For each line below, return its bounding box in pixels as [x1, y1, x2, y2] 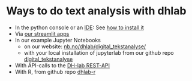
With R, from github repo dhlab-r [14, 68, 96, 75]
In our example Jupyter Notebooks [14, 36, 101, 43]
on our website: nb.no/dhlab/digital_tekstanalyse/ [23, 43, 146, 50]
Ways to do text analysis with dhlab [6, 4, 187, 18]
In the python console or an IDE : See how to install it [14, 24, 144, 31]
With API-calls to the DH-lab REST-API [14, 61, 110, 69]
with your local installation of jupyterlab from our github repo [23, 49, 174, 56]
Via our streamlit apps [14, 30, 70, 37]
